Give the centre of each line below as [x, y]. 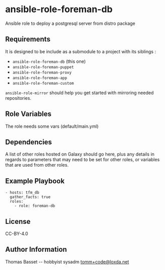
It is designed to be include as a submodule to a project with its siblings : [81, 51]
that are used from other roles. [37, 165]
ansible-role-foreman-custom [43, 83]
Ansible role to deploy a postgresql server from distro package [70, 23]
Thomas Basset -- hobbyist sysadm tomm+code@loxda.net [67, 261]
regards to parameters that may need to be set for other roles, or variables [82, 160]
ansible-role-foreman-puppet [43, 67]
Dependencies [29, 142]
